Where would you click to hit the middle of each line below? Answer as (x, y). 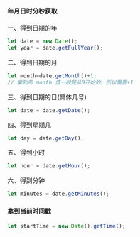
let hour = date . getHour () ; (49, 166)
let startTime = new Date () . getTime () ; (66, 226)
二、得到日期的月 (32, 62)
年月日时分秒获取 (32, 11)
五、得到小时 (26, 153)
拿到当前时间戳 (29, 211)
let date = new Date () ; (43, 42)
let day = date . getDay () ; (45, 138)
